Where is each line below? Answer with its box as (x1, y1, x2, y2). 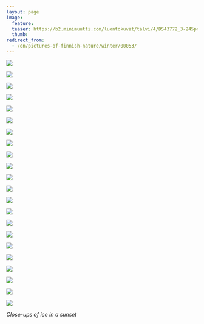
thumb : (12, 32, 29, 38)
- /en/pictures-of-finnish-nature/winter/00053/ (12, 43, 137, 49)
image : (6, 15, 23, 21)
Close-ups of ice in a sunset (6, 311, 77, 318)
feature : (12, 20, 34, 26)
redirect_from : (6, 37, 45, 43)
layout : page (6, 9, 39, 15)
